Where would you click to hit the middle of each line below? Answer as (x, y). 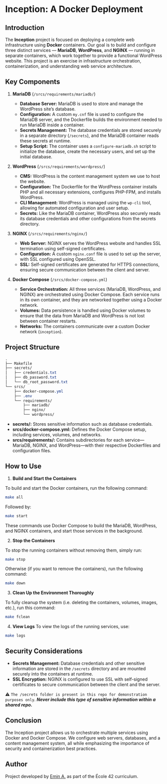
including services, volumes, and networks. (57, 435)
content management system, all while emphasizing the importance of (77, 743)
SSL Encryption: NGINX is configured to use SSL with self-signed (80, 679)
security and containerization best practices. (51, 749)
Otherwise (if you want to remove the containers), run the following (74, 569)
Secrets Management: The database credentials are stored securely (90, 130)
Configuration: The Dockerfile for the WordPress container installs (88, 186)
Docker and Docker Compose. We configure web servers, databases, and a (83, 738)
